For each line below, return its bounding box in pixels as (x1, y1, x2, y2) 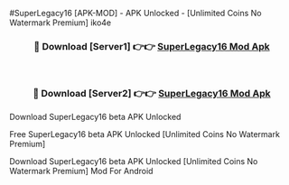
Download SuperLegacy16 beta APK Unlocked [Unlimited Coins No (9, 155, 258, 166)
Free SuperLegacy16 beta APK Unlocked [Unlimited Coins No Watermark (9, 128, 280, 139)
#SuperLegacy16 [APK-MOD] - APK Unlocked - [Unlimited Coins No (9, 8, 262, 18)
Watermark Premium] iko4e (9, 17, 112, 28)
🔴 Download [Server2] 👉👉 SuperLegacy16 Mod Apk (33, 88, 271, 100)
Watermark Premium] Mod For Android (9, 165, 154, 176)
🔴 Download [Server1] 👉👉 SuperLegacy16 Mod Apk (33, 40, 270, 52)
